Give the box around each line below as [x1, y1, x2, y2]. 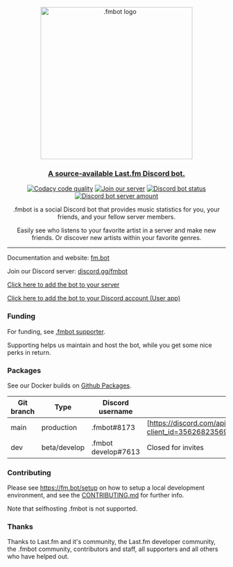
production [41, 422, 78, 432]
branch [10, 406, 35, 416]
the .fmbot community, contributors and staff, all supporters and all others [7, 545, 218, 553]
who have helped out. [7, 552, 69, 561]
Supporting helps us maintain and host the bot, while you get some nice [7, 341, 213, 349]
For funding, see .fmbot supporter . [7, 327, 106, 335]
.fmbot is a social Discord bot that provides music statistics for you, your [12, 205, 221, 214]
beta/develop [41, 442, 85, 452]
